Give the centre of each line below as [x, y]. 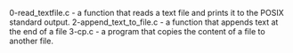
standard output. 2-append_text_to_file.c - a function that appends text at [144, 22]
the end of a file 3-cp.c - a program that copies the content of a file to [137, 31]
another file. [31, 41]
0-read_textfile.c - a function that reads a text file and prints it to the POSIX [147, 13]
